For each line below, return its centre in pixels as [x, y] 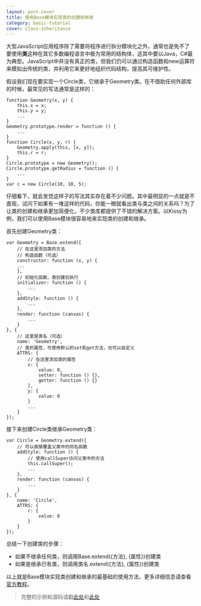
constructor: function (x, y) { [57, 261]
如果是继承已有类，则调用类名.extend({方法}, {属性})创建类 [87, 564]
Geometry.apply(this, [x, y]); [56, 147]
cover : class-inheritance [38, 28]
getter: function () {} [68, 381]
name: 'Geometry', [40, 342]
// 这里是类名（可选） [41, 336]
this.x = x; [32, 105]
